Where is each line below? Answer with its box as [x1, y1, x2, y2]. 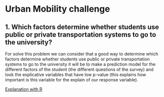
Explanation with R [5, 86, 43, 92]
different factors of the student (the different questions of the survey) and [5, 67, 154, 72]
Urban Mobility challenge [5, 3, 110, 15]
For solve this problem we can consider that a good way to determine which [5, 51, 158, 57]
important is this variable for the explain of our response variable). [5, 77, 139, 82]
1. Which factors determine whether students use [5, 23, 159, 31]
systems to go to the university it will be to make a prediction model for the [5, 61, 156, 67]
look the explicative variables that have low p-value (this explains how [5, 72, 146, 78]
